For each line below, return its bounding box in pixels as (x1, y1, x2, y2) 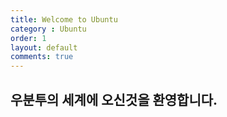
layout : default (10, 42, 78, 53)
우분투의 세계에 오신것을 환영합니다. (10, 91, 218, 108)
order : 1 (10, 33, 47, 43)
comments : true (10, 52, 74, 62)
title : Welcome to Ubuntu (10, 14, 118, 25)
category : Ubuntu (10, 24, 87, 34)
